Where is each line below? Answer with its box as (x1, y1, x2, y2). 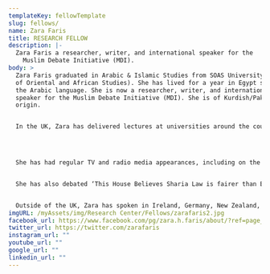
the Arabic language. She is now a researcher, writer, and (15, 86, 221, 95)
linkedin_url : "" (8, 253, 67, 261)
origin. (15, 101, 42, 109)
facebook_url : (8, 216, 56, 224)
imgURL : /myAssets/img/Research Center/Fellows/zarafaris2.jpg (8, 209, 225, 217)
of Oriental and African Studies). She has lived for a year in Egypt (15, 79, 257, 87)
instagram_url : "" (8, 232, 70, 240)
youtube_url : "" (8, 239, 63, 247)
